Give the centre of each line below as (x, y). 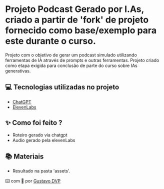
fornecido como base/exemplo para (81, 30)
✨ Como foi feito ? (34, 123)
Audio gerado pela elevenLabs (44, 140)
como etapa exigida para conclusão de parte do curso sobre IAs (71, 65)
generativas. (18, 70)
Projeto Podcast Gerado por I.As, (74, 9)
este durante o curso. (51, 41)
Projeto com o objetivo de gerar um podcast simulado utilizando (71, 55)
